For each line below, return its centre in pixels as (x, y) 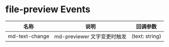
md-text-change (29, 36)
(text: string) (146, 36)
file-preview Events (48, 9)
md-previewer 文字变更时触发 (91, 36)
